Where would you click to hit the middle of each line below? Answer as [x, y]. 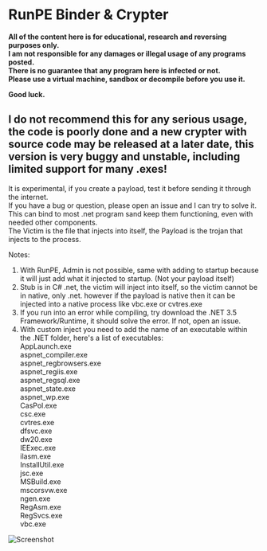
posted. [22, 62]
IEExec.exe [38, 447]
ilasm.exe [35, 456]
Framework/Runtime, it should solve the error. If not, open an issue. [130, 321]
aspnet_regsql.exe [50, 380]
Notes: [19, 254]
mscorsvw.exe [43, 490]
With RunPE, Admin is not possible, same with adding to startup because [139, 270]
